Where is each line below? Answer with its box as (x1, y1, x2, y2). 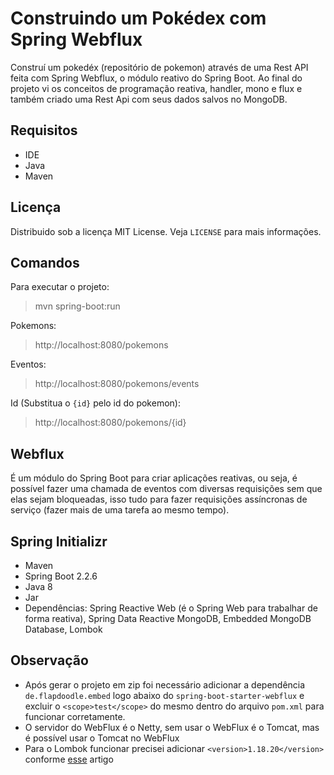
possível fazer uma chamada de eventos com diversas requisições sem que (10, 483, 323, 495)
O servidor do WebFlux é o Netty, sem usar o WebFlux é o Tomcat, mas (24, 721, 320, 733)
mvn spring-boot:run (34, 300, 121, 312)
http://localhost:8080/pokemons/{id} (34, 417, 187, 429)
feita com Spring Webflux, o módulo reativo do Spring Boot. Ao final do (10, 72, 303, 84)
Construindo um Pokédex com (10, 7, 267, 30)
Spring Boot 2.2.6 (24, 570, 98, 582)
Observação (10, 652, 89, 669)
